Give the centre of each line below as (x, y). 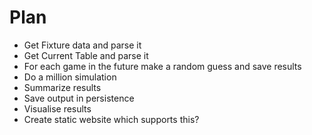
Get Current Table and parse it (86, 55)
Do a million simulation (70, 77)
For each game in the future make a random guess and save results (162, 66)
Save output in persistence (79, 98)
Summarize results (62, 87)
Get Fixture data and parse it (82, 45)
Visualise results (57, 108)
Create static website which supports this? (111, 119)
